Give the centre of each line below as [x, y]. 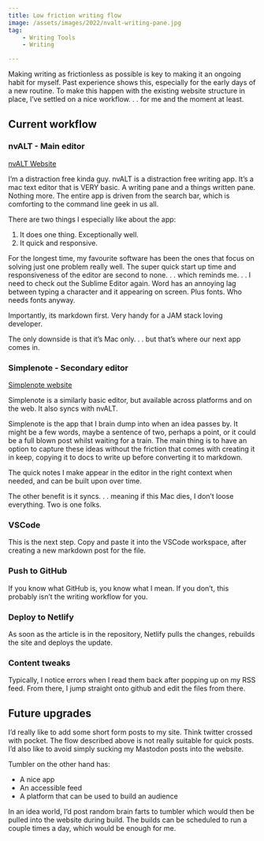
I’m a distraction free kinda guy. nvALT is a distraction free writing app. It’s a [131, 179]
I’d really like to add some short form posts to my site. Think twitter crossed [130, 732]
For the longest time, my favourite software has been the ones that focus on [131, 258]
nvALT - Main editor [46, 147]
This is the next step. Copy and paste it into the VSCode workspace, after [127, 542]
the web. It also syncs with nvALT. [63, 409]
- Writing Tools [49, 37]
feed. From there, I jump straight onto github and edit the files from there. [127, 688]
